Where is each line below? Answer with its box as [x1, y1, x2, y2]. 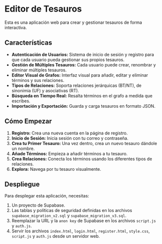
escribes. [11, 98, 31, 104]
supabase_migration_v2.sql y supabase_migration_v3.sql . [11, 212, 127, 219]
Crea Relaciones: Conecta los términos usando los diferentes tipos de [11, 156, 152, 162]
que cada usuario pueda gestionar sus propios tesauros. [11, 57, 125, 63]
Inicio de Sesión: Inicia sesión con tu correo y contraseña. [11, 135, 129, 141]
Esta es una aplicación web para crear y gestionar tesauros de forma [4, 19, 143, 25]
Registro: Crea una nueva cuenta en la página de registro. [11, 130, 128, 136]
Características [4, 39, 52, 47]
